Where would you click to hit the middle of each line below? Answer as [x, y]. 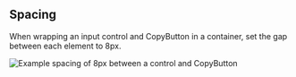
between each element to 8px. [65, 46]
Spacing [33, 15]
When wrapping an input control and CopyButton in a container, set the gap [148, 36]
